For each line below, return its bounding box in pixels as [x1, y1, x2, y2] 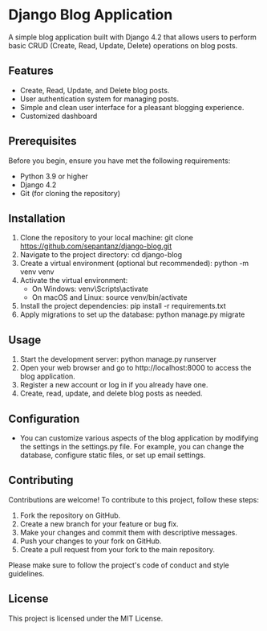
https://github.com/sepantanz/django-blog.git [19, 241, 172, 251]
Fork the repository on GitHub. [19, 510, 121, 520]
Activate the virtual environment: [19, 276, 128, 285]
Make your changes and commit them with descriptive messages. [19, 527, 238, 537]
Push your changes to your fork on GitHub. [19, 536, 162, 546]
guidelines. [8, 568, 45, 578]
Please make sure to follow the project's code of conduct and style [8, 560, 230, 570]
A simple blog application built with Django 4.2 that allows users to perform [8, 32, 257, 42]
